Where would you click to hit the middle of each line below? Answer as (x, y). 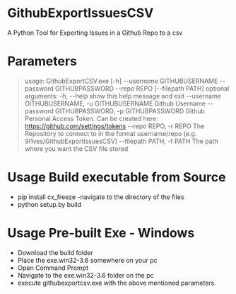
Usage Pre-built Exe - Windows (101, 233)
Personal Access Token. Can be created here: (91, 118)
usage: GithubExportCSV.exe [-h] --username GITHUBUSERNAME (121, 81)
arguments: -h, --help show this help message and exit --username (123, 96)
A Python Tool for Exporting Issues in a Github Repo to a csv (95, 33)
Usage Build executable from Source (117, 177)
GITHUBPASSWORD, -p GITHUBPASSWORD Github (130, 111)
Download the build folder (55, 252)
